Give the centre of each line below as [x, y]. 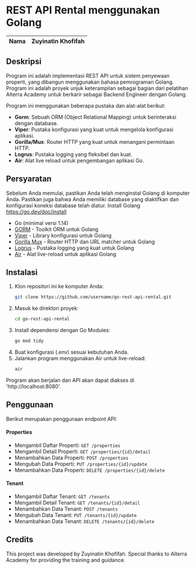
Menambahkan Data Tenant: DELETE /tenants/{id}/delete [84, 522]
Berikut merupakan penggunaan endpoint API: [62, 419]
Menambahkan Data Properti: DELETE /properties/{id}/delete [90, 470]
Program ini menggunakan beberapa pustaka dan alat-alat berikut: [86, 105]
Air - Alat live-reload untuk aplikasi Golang [65, 254]
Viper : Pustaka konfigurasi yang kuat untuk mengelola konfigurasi [94, 129]
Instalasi [22, 272]
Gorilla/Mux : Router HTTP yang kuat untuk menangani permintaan [94, 142]
